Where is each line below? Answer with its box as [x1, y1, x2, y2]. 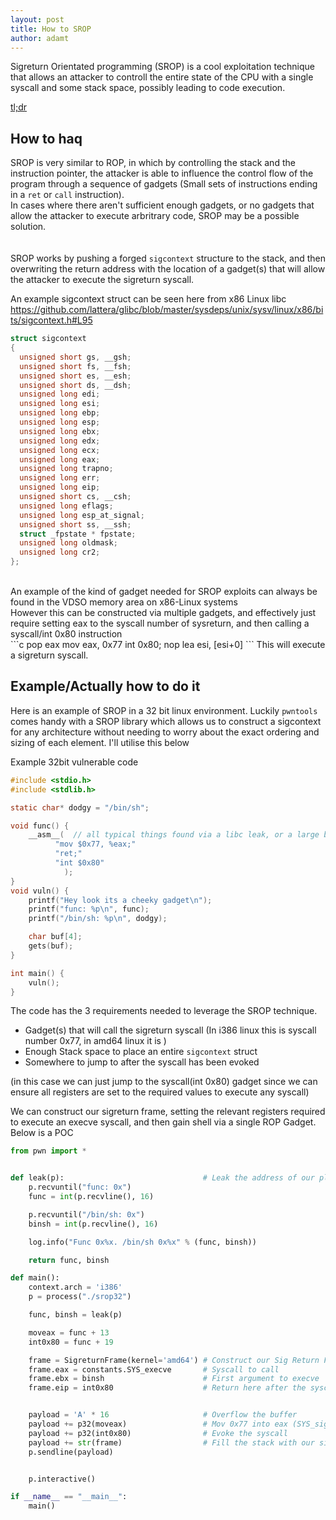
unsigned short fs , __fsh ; [19, 361, 132, 371]
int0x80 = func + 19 [28, 1337, 114, 1347]
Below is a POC [10, 1127, 74, 1139]
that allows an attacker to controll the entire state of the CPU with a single [10, 71, 314, 83]
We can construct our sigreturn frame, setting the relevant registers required [10, 1106, 326, 1118]
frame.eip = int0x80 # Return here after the [28, 1383, 307, 1393]
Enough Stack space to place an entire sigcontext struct [24, 1046, 258, 1058]
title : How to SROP [10, 24, 92, 34]
